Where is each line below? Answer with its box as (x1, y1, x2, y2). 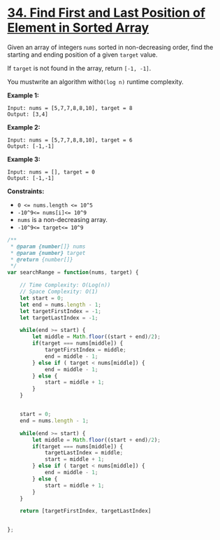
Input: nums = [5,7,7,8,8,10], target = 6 (7, 137, 133, 144)
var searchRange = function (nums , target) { (7, 269, 139, 276)
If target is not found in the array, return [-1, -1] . (7, 64, 152, 72)
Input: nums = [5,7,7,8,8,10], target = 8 (7, 104, 133, 111)
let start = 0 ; (20, 294, 64, 302)
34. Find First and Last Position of (7, 5, 206, 21)
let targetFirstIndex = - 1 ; (20, 307, 101, 314)
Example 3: (7, 155, 41, 163)
